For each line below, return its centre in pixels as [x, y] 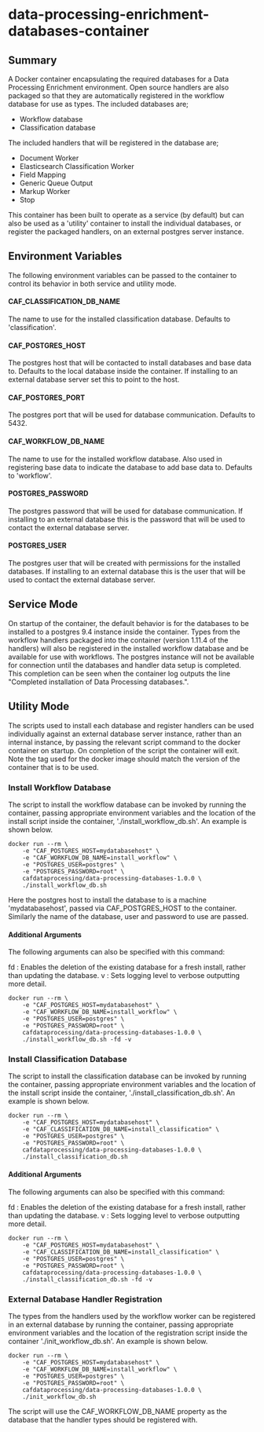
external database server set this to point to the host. [94, 379]
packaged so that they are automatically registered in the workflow [116, 95]
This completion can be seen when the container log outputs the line [119, 673]
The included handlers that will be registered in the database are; [114, 143]
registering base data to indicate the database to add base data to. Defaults [130, 467]
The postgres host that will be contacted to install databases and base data [130, 363]
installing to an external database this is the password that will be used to [127, 519]
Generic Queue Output [56, 183]
